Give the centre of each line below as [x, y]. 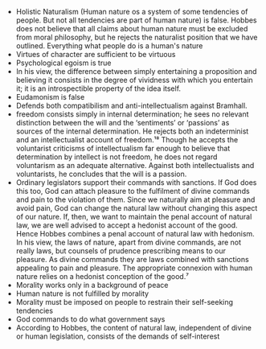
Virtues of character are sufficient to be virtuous [96, 54]
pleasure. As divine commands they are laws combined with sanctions [132, 259]
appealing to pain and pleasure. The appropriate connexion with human [134, 268]
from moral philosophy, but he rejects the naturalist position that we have [137, 37]
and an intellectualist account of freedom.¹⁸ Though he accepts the [127, 140]
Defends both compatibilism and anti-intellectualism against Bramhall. [131, 105]
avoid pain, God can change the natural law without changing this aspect [137, 208]
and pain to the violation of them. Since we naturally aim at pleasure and [135, 199]
